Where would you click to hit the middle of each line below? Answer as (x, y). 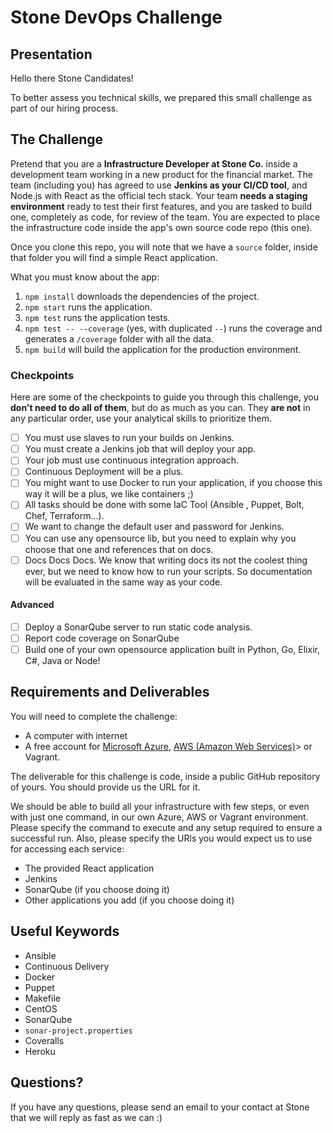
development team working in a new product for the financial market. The (161, 174)
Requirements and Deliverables (110, 692)
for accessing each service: (67, 848)
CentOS (41, 1008)
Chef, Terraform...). (64, 516)
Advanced (32, 605)
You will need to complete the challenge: (94, 716)
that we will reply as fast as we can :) (86, 1117)
